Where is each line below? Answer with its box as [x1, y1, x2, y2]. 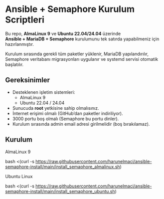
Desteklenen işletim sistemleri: [12, 89, 75, 95]
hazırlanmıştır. [5, 41, 34, 47]
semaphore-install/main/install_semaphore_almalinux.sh [5, 164, 121, 170]
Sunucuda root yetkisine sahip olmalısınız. [12, 105, 99, 111]
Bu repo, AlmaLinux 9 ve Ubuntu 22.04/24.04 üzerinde [5, 30, 121, 36]
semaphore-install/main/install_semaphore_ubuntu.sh [5, 188, 115, 194]
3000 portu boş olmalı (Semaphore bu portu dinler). [12, 116, 119, 122]
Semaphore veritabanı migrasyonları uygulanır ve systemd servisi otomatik [5, 56, 159, 62]
